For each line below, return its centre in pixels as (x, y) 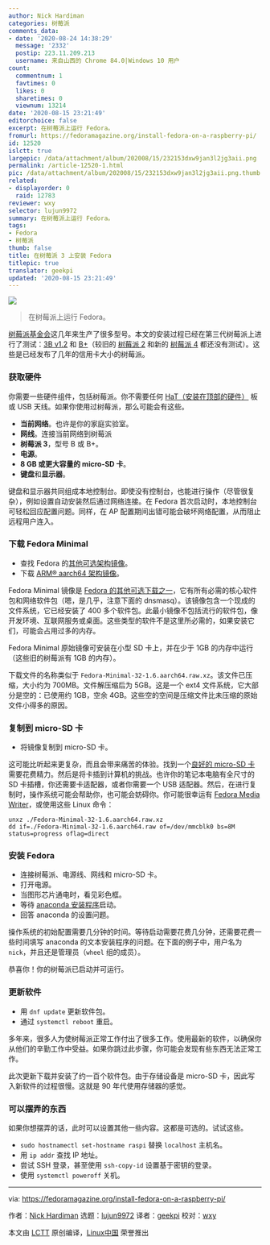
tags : (17, 226)
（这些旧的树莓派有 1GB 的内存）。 (64, 658)
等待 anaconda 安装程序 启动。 (70, 905)
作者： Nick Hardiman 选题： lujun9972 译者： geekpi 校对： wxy (112, 1216)
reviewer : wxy (32, 203)
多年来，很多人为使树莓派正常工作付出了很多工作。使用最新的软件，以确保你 (135, 1038)
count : (19, 68)
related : (23, 181)
